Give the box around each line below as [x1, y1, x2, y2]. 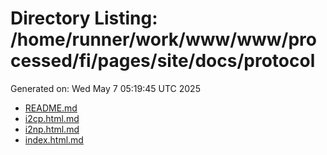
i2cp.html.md [24, 112, 80, 124]
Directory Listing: [10, 7, 158, 30]
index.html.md [24, 133, 84, 146]
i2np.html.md [24, 123, 80, 135]
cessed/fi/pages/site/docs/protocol [10, 50, 316, 72]
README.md [24, 102, 78, 114]
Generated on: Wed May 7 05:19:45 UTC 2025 [10, 82, 201, 94]
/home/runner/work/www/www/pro [10, 28, 317, 51]
